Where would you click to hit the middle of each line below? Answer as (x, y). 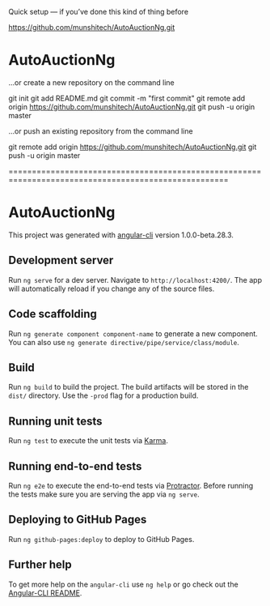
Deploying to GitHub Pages (78, 520)
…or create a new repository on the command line (92, 82)
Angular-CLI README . (45, 593)
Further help (40, 565)
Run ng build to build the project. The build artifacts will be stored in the (129, 387)
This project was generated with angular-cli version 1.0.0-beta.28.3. (121, 235)
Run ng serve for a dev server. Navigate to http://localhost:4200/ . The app (135, 280)
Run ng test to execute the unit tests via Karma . (88, 441)
